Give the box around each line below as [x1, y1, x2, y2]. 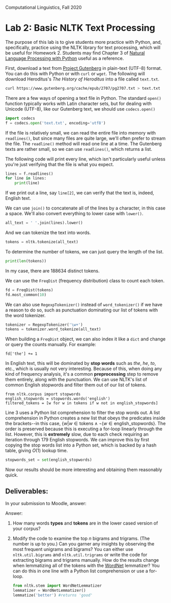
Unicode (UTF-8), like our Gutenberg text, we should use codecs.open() [5, 106, 156, 112]
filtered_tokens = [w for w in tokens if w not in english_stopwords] [5, 401, 158, 406]
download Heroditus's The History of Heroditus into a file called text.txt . [5, 76, 159, 82]
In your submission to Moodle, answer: [5, 501, 87, 506]
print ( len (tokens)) [5, 258, 47, 264]
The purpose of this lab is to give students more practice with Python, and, [5, 39, 162, 45]
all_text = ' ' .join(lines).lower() [5, 220, 83, 226]
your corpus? [12, 526, 41, 532]
